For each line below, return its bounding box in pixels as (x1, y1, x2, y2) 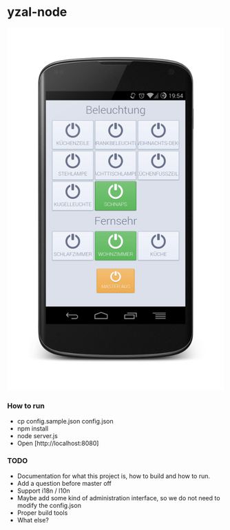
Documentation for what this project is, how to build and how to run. (17, 471, 211, 480)
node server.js (17, 431, 59, 439)
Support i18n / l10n (17, 486, 70, 495)
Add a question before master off (17, 479, 112, 487)
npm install (17, 424, 49, 433)
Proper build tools (17, 509, 68, 517)
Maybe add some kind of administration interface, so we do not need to (17, 493, 220, 502)
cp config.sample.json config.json (17, 417, 114, 425)
